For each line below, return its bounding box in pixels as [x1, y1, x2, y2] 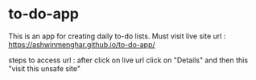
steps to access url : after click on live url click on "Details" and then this [8, 55, 248, 65]
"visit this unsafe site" [8, 63, 81, 73]
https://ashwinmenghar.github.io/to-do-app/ [8, 39, 155, 49]
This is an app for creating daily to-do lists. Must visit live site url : [8, 31, 226, 41]
